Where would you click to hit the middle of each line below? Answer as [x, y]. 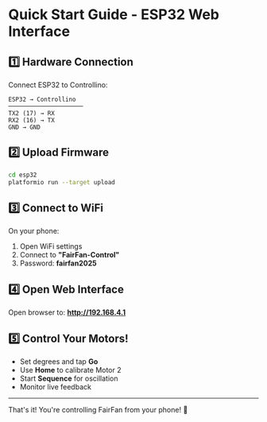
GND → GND [25, 127]
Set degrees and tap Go [59, 362]
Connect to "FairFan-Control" [70, 255]
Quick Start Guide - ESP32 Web [114, 15]
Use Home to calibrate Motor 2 [70, 370]
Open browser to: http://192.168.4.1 [67, 312]
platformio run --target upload [62, 182]
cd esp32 [23, 175]
